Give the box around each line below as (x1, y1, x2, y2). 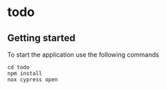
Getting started (7, 32, 76, 44)
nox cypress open (7, 76, 58, 83)
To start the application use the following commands (7, 50, 160, 59)
